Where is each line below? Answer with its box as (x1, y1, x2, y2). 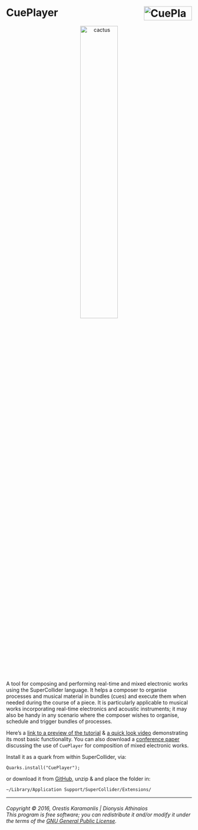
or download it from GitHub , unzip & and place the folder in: (6, 775, 151, 782)
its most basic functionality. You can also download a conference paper (6, 735, 180, 742)
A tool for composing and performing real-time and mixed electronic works (6, 680, 188, 687)
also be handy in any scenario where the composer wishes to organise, (6, 711, 179, 719)
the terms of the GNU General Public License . (6, 817, 117, 824)
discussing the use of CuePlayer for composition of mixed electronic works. (6, 742, 189, 749)
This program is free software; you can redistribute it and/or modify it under (6, 811, 191, 818)
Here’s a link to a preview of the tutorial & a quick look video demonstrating (6, 729, 188, 736)
